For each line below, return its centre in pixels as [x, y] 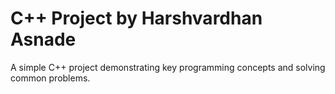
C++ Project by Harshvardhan [136, 18]
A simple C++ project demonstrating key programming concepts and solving [168, 67]
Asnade [43, 39]
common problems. [50, 78]
